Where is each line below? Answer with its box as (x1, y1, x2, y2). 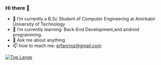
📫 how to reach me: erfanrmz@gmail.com (12, 42, 102, 49)
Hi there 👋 (5, 4, 30, 11)
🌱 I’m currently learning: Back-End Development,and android (12, 26, 139, 32)
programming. (12, 32, 43, 38)
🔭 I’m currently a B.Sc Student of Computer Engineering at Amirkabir (12, 16, 156, 22)
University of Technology (12, 21, 66, 27)
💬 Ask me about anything (12, 37, 65, 43)
